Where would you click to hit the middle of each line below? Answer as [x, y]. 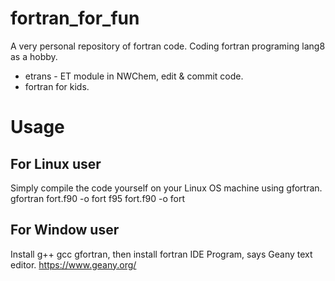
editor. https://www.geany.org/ [73, 264]
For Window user [65, 230]
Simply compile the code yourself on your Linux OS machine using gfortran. [166, 188]
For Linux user [56, 163]
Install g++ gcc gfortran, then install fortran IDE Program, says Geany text [161, 254]
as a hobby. [34, 56]
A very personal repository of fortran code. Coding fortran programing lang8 [168, 46]
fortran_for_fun [75, 18]
